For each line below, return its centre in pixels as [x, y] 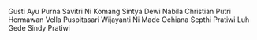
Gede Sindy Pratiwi [39, 28]
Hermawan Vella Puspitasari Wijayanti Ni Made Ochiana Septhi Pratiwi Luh [129, 20]
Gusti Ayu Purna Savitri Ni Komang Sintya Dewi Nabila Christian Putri [119, 11]
